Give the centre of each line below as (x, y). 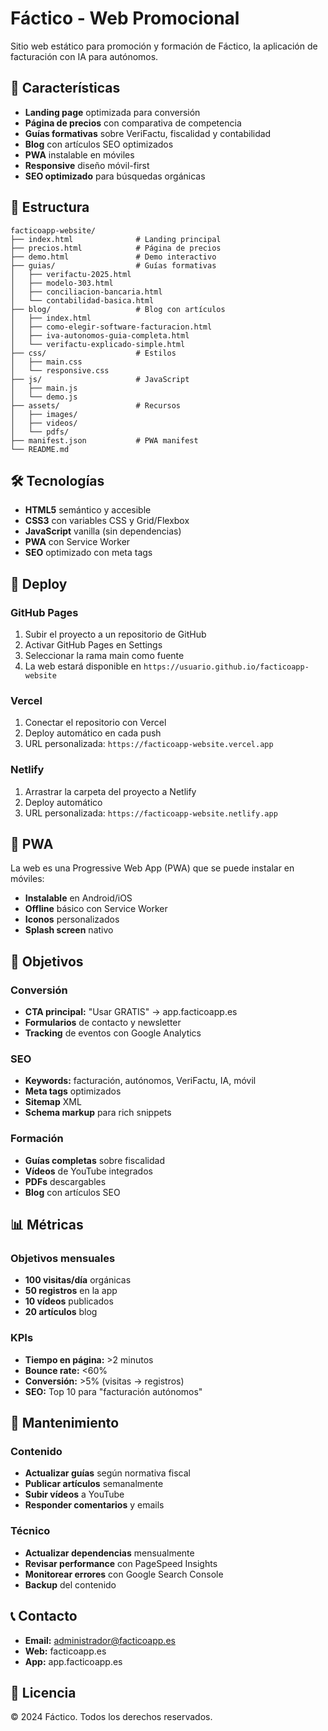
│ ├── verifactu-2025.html (71, 274)
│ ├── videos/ (44, 423)
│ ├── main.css (46, 362)
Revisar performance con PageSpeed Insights (121, 1563)
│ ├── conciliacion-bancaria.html (86, 292)
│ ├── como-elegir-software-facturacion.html (111, 327)
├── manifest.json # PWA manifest (104, 440)
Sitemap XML (53, 1102)
